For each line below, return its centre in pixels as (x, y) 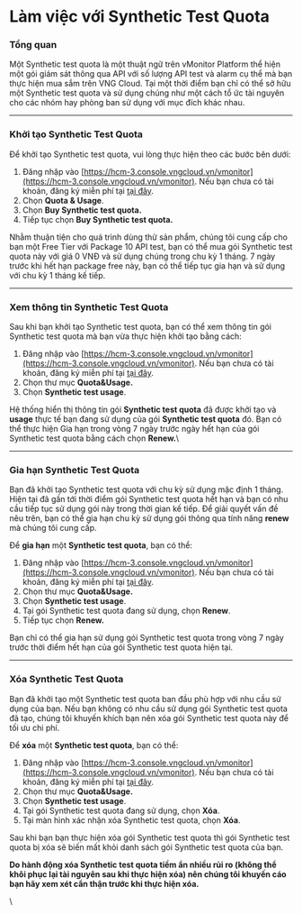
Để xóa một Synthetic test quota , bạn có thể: (94, 745)
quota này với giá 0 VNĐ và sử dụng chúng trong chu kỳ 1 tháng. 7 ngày (142, 256)
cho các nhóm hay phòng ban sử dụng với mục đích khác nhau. (127, 103)
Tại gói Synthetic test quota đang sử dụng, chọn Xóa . (121, 810)
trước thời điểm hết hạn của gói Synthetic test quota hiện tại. (121, 647)
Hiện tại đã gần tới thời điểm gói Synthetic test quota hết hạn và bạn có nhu (149, 499)
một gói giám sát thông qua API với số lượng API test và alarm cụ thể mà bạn (151, 74)
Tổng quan (33, 45)
